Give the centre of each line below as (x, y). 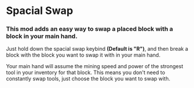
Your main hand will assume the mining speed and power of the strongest (95, 66)
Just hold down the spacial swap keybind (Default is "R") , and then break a (97, 49)
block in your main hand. (42, 36)
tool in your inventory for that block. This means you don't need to (86, 73)
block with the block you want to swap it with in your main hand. (83, 55)
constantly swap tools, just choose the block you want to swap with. (88, 79)
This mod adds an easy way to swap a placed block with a (90, 29)
